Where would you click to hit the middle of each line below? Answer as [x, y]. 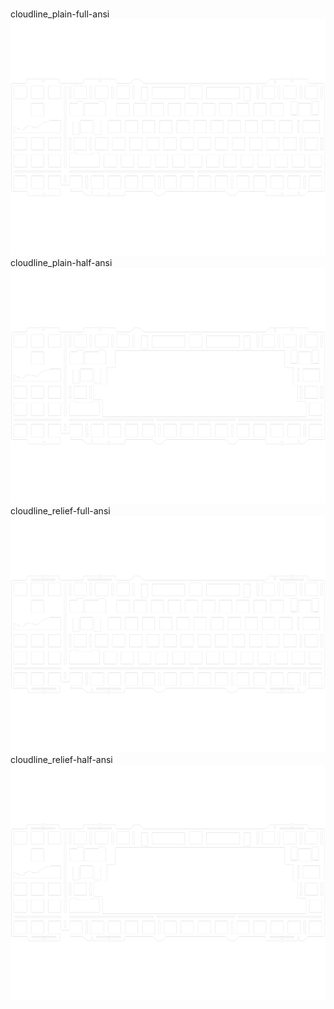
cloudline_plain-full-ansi [60, 14]
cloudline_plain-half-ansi [61, 262]
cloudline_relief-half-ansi [61, 759]
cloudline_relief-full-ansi [60, 511]
